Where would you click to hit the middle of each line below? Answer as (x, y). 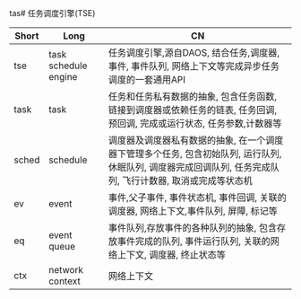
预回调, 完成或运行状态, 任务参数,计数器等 (195, 123)
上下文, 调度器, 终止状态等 (171, 255)
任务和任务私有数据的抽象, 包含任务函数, (193, 97)
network (66, 270)
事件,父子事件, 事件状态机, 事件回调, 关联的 (197, 198)
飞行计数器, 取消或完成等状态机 (187, 180)
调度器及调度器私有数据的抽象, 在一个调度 (196, 140)
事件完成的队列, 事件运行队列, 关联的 (193, 241)
